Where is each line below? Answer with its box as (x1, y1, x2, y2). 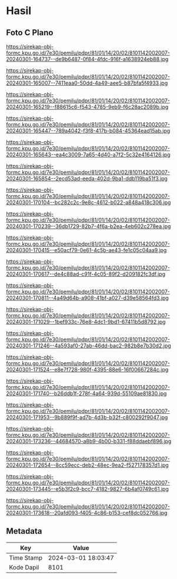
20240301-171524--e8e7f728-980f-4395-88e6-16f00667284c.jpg (6, 366, 169, 373)
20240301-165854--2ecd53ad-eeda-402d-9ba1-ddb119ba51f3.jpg (6, 175, 168, 182)
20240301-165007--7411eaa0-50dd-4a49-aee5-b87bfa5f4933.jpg (6, 79, 168, 86)
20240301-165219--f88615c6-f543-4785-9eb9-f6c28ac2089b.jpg (6, 103, 169, 110)
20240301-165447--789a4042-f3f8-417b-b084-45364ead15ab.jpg (6, 128, 171, 134)
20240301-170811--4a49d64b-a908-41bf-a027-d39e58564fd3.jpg (6, 294, 169, 301)
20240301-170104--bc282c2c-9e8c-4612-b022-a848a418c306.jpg (6, 199, 171, 206)
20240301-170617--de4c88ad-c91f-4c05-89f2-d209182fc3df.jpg (6, 270, 166, 277)
